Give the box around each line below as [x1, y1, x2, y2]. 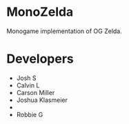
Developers [6, 51, 74, 67]
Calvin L [16, 81, 40, 90]
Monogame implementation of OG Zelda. [6, 27, 122, 35]
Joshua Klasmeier [16, 96, 68, 104]
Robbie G [16, 110, 43, 118]
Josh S [16, 74, 37, 82]
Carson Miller [16, 88, 55, 96]
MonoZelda [6, 4, 74, 20]
